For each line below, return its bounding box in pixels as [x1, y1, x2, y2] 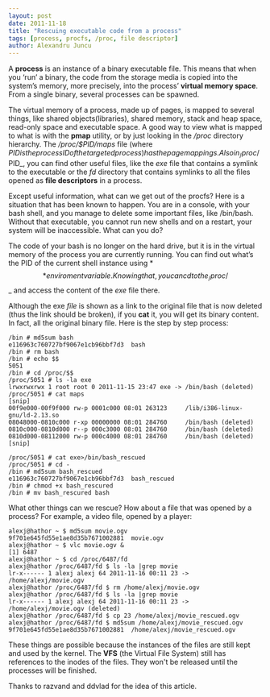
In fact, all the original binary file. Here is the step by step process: [8, 317, 229, 327]
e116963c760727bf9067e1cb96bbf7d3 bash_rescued [8, 475, 175, 483]
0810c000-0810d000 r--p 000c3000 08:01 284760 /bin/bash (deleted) [8, 425, 254, 434]
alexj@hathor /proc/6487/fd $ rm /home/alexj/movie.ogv [8, 583, 200, 591]
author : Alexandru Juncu [8, 42, 92, 50]
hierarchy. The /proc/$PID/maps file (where [8, 139, 153, 149]
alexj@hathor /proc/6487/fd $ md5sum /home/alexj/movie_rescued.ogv [8, 618, 243, 627]
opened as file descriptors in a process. [8, 175, 143, 185]
